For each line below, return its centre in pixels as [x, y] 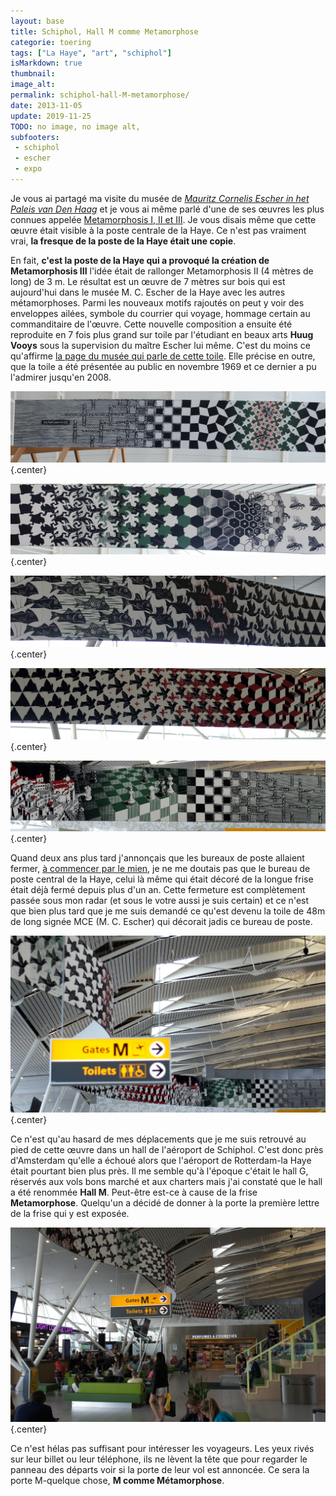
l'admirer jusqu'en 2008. [61, 377]
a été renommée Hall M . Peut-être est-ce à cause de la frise [134, 1192]
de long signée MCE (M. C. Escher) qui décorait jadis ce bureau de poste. [161, 922]
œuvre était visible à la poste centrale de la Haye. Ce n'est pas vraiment [158, 230]
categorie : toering [51, 42]
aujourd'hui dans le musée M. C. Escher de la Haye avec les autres [148, 292]
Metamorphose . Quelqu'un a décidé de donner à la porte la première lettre [165, 1202]
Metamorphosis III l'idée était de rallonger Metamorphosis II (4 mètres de [162, 271]
